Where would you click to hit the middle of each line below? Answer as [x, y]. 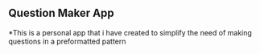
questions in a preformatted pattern [67, 41]
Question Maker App [61, 13]
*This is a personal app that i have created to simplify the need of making [130, 32]
